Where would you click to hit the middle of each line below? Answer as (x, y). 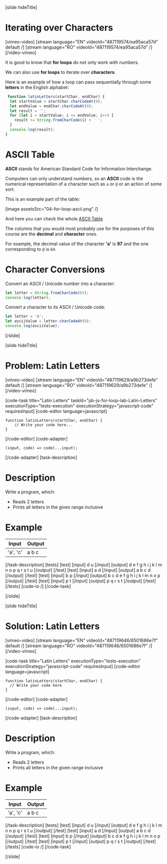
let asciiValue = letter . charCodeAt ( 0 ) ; (48, 321)
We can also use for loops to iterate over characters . (61, 72)
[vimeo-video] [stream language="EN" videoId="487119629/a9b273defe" (81, 380)
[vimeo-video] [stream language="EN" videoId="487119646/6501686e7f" (81, 640)
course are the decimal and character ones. (51, 234)
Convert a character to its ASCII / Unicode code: (55, 307)
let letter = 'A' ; (24, 317)
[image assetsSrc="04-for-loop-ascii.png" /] (52, 209)
